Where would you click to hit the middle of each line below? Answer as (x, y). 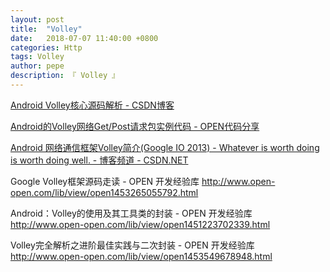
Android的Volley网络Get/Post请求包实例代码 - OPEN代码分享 (135, 126)
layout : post (37, 19)
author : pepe (37, 66)
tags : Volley (37, 57)
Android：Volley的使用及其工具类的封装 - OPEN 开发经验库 (131, 213)
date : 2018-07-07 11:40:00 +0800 (84, 38)
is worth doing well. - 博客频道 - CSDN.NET (99, 160)
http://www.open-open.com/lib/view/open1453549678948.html (141, 256)
